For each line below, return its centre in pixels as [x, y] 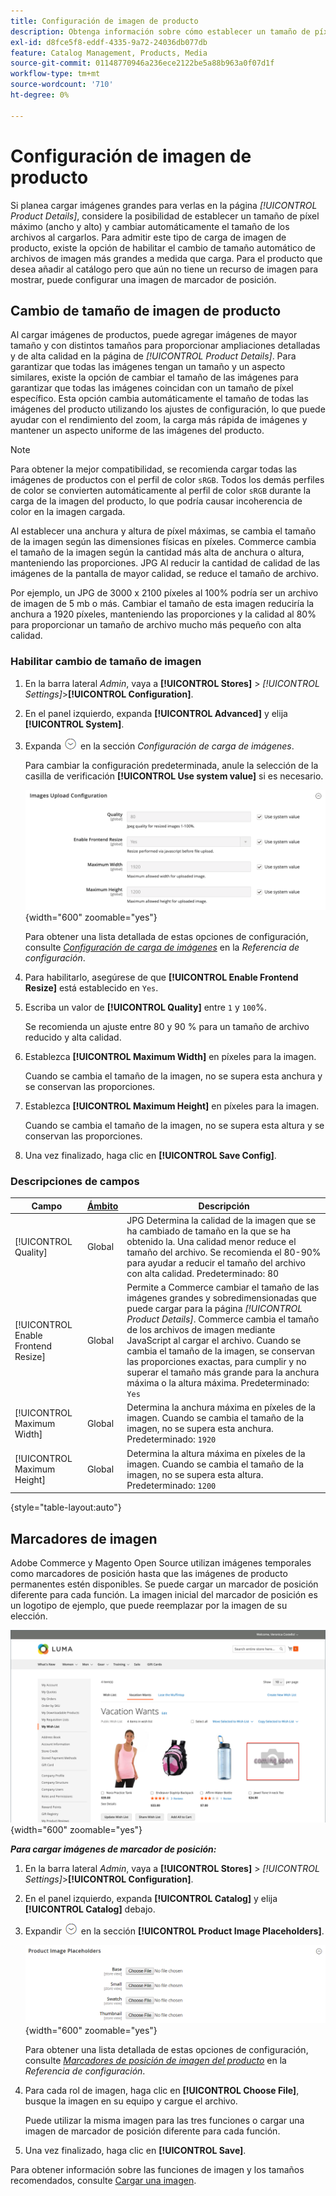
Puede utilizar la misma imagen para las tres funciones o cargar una [164, 2121]
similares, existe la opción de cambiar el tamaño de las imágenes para [154, 377]
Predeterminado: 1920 [171, 1439]
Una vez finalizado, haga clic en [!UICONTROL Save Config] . [150, 1155]
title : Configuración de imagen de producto [104, 21]
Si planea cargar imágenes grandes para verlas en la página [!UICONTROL [164, 205]
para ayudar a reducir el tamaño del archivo [216, 1262]
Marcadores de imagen [84, 1538]
